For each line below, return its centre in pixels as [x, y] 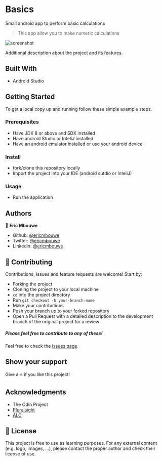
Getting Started [30, 97]
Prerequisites [22, 122]
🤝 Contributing [29, 262]
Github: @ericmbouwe [36, 235]
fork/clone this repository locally [46, 168]
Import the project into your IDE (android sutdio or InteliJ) [72, 174]
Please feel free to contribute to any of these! [54, 333]
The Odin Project [30, 404]
